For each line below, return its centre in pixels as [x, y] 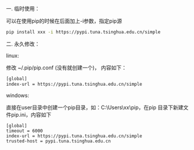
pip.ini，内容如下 [31, 114]
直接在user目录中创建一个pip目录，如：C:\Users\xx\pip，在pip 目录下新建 [95, 107]
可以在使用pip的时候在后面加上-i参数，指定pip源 [64, 21]
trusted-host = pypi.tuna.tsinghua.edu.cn [58, 141]
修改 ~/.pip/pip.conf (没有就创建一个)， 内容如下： [66, 67]
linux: [13, 55]
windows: [18, 95]
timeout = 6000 [25, 131]
